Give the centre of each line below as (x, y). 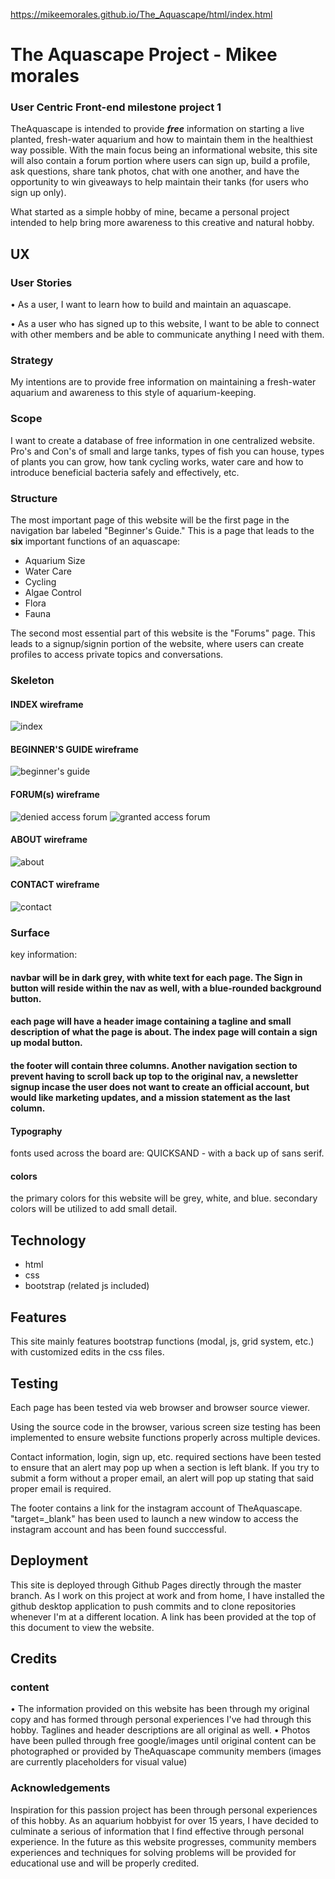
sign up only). (38, 193)
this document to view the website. (82, 1627)
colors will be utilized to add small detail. (94, 1209)
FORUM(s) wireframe (55, 794)
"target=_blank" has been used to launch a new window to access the (154, 1518)
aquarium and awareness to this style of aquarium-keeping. (133, 393)
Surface (30, 932)
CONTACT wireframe (55, 885)
